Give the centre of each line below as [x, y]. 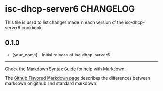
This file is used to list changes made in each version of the [64, 22]
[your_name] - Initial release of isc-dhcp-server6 [61, 55]
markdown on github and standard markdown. [51, 83]
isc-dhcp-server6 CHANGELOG [70, 9]
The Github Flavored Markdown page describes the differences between [78, 78]
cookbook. [32, 27]
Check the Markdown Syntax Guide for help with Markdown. [65, 69]
